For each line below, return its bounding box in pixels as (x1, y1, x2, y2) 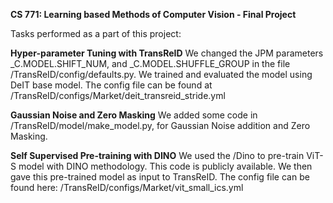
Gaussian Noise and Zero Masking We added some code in (10, 109, 258, 121)
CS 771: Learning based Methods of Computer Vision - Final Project (10, 9, 297, 20)
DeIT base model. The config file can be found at (10, 79, 213, 91)
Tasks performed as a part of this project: (10, 28, 182, 39)
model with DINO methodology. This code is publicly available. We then (18, 160, 313, 172)
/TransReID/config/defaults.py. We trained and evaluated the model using (10, 69, 313, 80)
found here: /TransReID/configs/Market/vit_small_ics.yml (10, 182, 244, 193)
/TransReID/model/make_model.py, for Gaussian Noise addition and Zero (10, 120, 311, 131)
